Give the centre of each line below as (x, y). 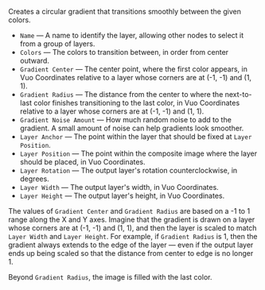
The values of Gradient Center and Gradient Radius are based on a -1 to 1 (129, 211)
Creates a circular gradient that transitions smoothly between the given (125, 12)
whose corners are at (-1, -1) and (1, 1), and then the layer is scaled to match (132, 228)
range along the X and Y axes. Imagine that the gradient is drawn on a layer (132, 219)
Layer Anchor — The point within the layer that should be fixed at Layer (136, 137)
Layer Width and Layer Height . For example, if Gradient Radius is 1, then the (133, 236)
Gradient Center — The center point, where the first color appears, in (134, 69)
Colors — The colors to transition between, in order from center (124, 52)
